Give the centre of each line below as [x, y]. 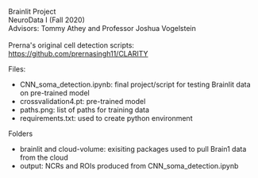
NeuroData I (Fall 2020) [46, 20]
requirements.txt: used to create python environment [106, 118]
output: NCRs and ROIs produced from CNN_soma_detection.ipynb [129, 166]
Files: [17, 69]
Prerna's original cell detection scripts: [71, 45]
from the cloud [44, 157]
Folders [21, 133]
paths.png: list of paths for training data [84, 110]
